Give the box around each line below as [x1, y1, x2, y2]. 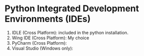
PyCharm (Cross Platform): [11, 40, 67, 46]
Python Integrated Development [4, 3, 140, 14]
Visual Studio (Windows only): [11, 45, 74, 51]
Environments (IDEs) [4, 13, 91, 25]
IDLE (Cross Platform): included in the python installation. [11, 29, 129, 35]
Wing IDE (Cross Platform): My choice [11, 35, 90, 41]
